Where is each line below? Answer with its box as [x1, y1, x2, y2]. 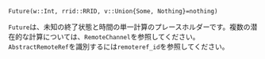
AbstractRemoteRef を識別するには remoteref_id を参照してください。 [8, 42, 229, 51]
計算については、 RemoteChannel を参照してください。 [29, 32, 200, 41]
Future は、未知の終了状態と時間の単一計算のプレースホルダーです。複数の [8, 22, 252, 31]
